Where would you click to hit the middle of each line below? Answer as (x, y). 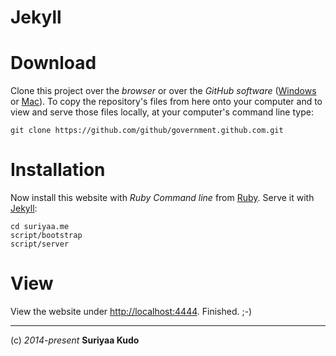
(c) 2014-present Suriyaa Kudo (75, 340)
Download (53, 63)
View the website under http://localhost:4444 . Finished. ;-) (131, 311)
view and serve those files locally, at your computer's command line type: (162, 112)
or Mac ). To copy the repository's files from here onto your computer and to (166, 102)
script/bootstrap (46, 236)
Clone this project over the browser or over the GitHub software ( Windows (163, 91)
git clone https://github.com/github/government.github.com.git (147, 131)
